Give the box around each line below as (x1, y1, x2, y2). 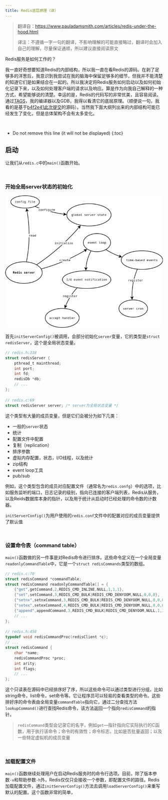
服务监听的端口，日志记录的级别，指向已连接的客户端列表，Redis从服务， (9, 489, 161, 495)
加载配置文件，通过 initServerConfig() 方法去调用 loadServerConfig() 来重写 (5, 783, 160, 789)
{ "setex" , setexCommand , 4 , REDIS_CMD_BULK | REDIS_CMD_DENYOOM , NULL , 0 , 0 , (14, 603, 162, 608)
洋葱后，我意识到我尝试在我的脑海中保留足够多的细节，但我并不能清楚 (18, 73, 163, 79)
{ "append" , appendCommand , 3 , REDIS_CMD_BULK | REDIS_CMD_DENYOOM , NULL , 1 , (14, 608, 162, 613)
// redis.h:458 (5, 629, 37, 634)
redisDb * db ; (14, 377, 41, 382)
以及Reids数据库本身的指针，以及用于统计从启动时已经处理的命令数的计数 (5, 495, 157, 501)
